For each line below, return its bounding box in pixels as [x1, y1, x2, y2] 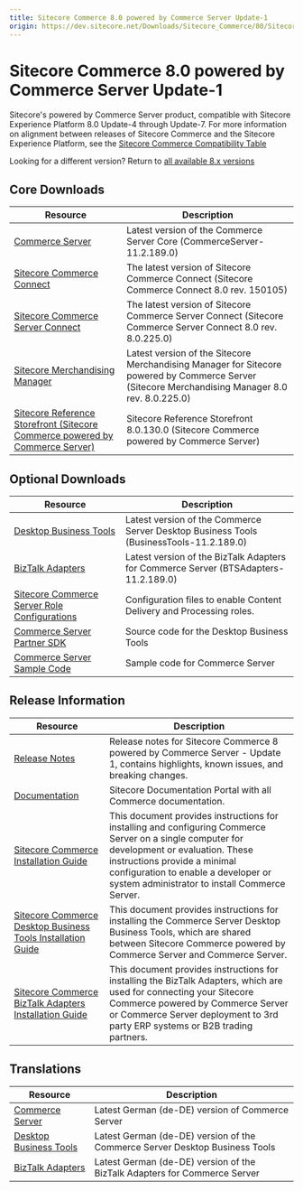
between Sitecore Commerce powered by [109, 936, 286, 949]
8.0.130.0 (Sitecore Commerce [125, 423, 260, 436]
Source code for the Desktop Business [124, 625, 289, 637]
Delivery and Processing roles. [124, 605, 255, 618]
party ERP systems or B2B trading [109, 1019, 253, 1032]
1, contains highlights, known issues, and [109, 758, 284, 770]
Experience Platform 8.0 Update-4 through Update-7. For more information [9, 119, 287, 130]
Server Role [14, 600, 64, 612]
